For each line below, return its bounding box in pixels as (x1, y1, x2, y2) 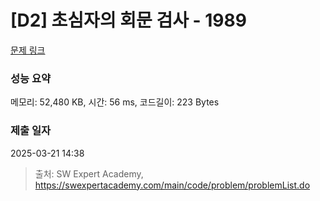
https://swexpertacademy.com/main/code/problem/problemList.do (34, 179, 311, 191)
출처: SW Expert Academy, (34, 167, 144, 180)
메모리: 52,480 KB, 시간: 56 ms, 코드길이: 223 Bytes (10, 96, 220, 108)
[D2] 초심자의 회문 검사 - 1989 (10, 9, 247, 32)
